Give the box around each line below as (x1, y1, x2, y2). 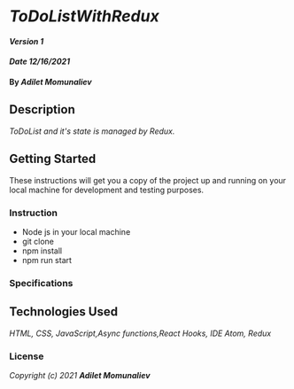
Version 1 (9, 35, 44, 46)
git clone (21, 236, 55, 246)
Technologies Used (9, 304, 118, 320)
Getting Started (9, 152, 97, 167)
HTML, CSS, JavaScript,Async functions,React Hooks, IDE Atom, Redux (9, 328, 272, 338)
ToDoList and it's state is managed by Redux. (9, 126, 175, 136)
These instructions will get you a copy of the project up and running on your (9, 175, 286, 185)
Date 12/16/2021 (9, 56, 71, 67)
